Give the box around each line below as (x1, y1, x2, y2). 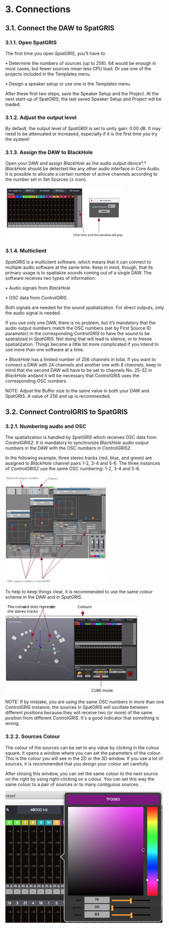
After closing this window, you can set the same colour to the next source (5, 771, 158, 777)
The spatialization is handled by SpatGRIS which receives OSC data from (5, 434, 157, 440)
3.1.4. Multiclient (5, 247, 47, 254)
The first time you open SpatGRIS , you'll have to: (5, 50, 106, 56)
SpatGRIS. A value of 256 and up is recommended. (5, 393, 111, 399)
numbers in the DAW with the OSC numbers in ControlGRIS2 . (5, 445, 132, 451)
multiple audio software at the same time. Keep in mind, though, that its (5, 264, 153, 270)
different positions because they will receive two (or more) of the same (5, 710, 153, 716)
